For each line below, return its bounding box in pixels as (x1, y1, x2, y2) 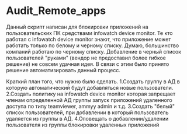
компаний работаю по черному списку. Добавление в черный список (6, 48, 182, 55)
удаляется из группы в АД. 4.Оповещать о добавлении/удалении (6, 115, 169, 122)
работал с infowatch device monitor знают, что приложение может (6, 36, 171, 43)
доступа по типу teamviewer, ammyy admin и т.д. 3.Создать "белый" (6, 103, 175, 110)
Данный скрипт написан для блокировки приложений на (6, 23, 149, 30)
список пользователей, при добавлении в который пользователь (6, 109, 169, 116)
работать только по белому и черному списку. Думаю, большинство (6, 42, 179, 49)
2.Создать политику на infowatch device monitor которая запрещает (6, 90, 176, 97)
